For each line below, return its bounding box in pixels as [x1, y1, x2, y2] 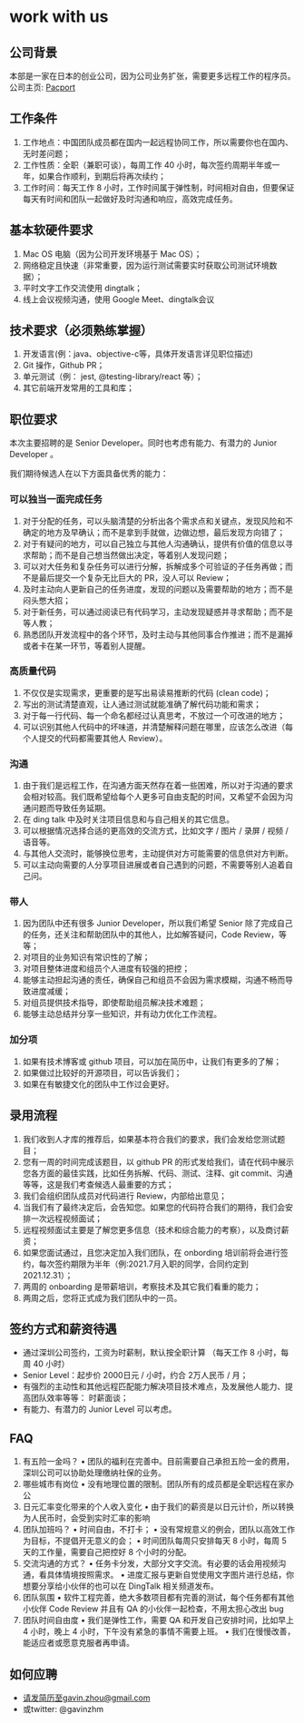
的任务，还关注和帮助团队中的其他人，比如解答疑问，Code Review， [22, 929, 279, 940]
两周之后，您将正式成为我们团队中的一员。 [22, 1292, 182, 1303]
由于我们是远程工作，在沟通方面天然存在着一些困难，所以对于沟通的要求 [22, 780, 293, 791]
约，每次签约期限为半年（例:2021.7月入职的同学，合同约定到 [22, 1258, 250, 1269]
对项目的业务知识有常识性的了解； [22, 952, 151, 963]
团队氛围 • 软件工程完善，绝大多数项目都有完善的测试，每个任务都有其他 [22, 1592, 295, 1603]
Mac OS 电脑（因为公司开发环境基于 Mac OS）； [22, 248, 202, 259]
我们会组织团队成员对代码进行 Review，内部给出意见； [22, 1190, 228, 1201]
